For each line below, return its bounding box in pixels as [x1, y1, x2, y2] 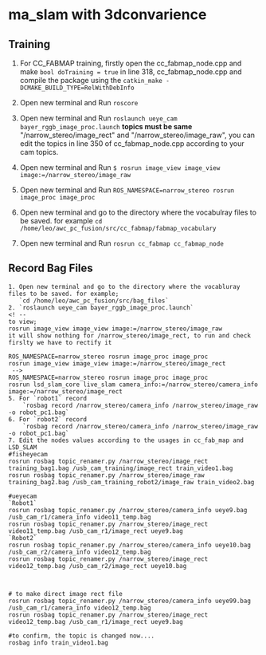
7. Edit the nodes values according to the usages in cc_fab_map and [8, 436, 244, 444]
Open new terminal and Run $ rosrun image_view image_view [19, 163, 221, 172]
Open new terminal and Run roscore [19, 98, 139, 107]
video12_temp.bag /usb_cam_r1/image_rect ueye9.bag [8, 618, 183, 625]
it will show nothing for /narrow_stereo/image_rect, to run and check [8, 331, 251, 340]
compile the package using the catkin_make [19, 76, 163, 85]
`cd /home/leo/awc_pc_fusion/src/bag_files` [18, 297, 170, 305]
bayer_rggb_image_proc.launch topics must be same [19, 122, 193, 131]
